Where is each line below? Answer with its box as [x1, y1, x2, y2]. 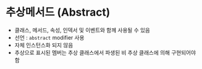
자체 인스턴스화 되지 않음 [14, 41, 73, 49]
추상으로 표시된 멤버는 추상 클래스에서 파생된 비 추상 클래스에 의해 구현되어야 [14, 49, 197, 56]
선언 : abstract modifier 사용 [14, 34, 85, 41]
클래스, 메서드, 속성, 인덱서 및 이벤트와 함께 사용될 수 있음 [14, 26, 150, 34]
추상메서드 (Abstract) [5, 5, 110, 19]
